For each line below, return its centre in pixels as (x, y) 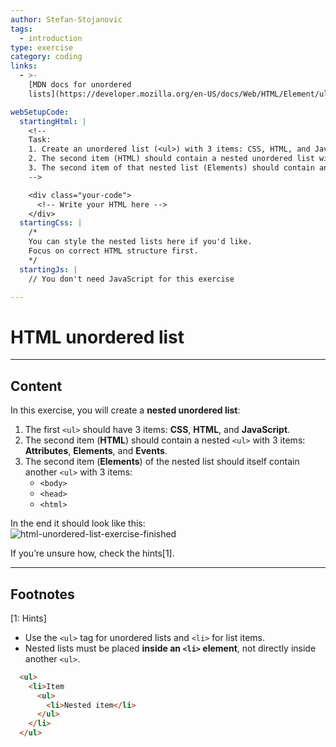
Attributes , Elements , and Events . (96, 451)
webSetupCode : (40, 112)
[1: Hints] (28, 618)
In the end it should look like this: (78, 523)
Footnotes (42, 594)
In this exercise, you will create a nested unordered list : (125, 410)
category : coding (46, 57)
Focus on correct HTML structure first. (113, 251)
